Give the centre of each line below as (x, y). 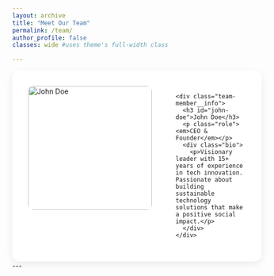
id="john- (213, 111)
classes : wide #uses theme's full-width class (90, 45)
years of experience (209, 166)
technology (193, 201)
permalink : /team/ (42, 30)
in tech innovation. (209, 173)
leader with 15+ (202, 159)
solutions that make (209, 208)
